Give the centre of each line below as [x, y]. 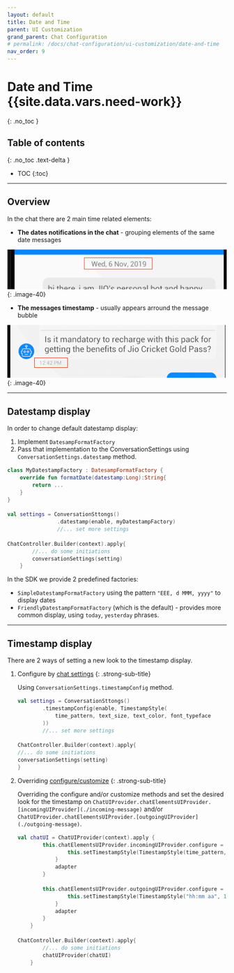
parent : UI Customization [45, 29]
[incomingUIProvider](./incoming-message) [80, 810]
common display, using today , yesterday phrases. [88, 615]
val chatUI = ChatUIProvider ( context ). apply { [86, 838]
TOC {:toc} [33, 173]
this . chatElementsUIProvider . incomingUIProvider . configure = [133, 845]
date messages [39, 239]
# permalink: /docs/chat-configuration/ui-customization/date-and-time [113, 44]
